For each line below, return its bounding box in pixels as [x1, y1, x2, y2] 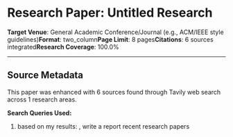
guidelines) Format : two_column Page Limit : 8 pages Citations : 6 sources [7, 35, 214, 43]
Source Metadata [7, 70, 84, 81]
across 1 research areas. [7, 95, 78, 104]
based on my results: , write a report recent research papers [17, 122, 190, 130]
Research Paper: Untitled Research [7, 5, 213, 21]
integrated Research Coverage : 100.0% [7, 42, 119, 51]
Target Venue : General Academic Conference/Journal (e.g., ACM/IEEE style [7, 28, 224, 36]
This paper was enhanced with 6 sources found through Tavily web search [7, 88, 221, 96]
